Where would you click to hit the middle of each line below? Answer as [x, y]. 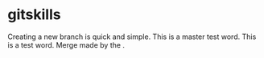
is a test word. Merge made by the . [66, 44]
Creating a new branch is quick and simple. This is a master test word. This [132, 37]
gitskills [34, 15]
